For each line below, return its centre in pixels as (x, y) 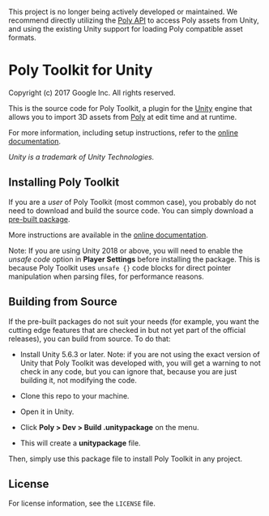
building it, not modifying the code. (79, 380)
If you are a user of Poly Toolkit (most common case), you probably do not (132, 202)
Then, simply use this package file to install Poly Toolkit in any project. (126, 458)
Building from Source (63, 302)
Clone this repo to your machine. (75, 395)
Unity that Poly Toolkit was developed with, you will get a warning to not (140, 363)
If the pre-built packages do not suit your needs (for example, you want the (134, 321)
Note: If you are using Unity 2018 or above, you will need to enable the (126, 250)
